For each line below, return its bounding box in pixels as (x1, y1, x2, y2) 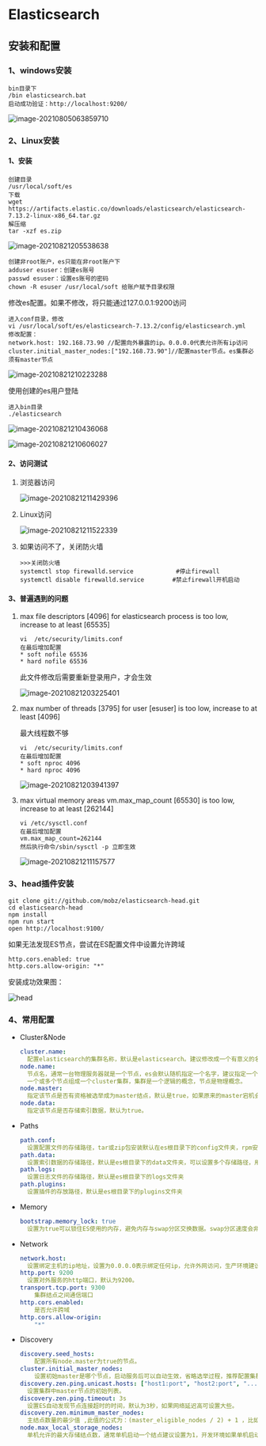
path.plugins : (19, 1181, 66, 1189)
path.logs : (19, 1166, 56, 1174)
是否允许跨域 (34, 1306, 70, 1314)
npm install (8, 910, 47, 919)
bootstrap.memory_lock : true (19, 1217, 116, 1225)
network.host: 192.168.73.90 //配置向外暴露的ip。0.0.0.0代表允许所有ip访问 (8, 339, 248, 347)
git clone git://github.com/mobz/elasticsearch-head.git (8, 897, 200, 905)
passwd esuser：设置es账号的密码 (8, 275, 109, 283)
